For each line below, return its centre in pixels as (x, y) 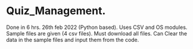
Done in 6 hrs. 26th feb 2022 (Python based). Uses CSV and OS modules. (97, 27)
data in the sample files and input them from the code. (73, 40)
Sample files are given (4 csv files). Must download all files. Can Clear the (97, 33)
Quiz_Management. (56, 11)
